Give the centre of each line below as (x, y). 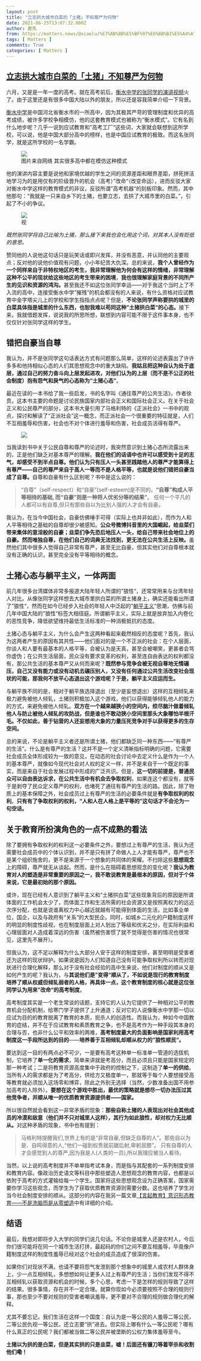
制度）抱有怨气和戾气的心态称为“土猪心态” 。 (67, 381)
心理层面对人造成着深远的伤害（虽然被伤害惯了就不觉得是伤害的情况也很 (95, 932)
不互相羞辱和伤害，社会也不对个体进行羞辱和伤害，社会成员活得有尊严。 (95, 423)
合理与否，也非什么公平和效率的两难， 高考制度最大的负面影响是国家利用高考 (100, 1032)
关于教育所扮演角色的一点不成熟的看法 (77, 829)
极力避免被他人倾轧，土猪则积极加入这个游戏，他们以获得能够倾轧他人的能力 (100, 699)
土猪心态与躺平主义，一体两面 (61, 576)
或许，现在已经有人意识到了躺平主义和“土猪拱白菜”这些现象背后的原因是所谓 (100, 895)
